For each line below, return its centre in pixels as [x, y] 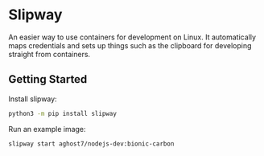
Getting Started [48, 79]
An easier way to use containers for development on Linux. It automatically [132, 37]
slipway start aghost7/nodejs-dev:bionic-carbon [91, 144]
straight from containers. [49, 54]
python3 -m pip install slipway [62, 113]
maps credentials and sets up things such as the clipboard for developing [130, 45]
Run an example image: [47, 129]
